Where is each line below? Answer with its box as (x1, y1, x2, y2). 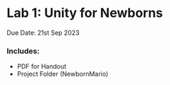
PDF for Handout (16, 62, 67, 71)
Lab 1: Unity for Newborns (6, 5, 164, 21)
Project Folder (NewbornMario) (16, 69, 109, 79)
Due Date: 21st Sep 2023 (6, 28, 80, 37)
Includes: (6, 46, 40, 56)
